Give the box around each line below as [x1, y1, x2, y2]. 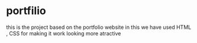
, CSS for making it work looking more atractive [6, 29, 121, 37]
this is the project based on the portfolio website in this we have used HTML [6, 24, 192, 31]
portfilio [6, 4, 46, 18]
